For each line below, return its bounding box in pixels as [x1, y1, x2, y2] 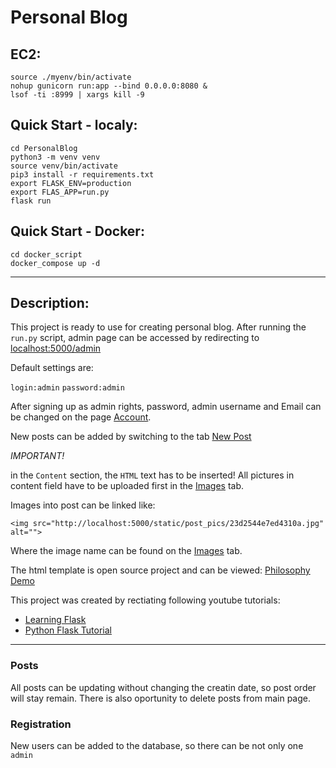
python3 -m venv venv [10, 152, 101, 162]
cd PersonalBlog [10, 143, 78, 153]
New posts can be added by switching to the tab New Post [10, 431, 252, 443]
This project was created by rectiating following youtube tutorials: [10, 594, 281, 606]
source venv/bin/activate [10, 161, 118, 171]
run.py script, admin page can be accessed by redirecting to [10, 332, 260, 344]
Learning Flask [24, 614, 87, 626]
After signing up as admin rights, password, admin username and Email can [10, 401, 322, 413]
